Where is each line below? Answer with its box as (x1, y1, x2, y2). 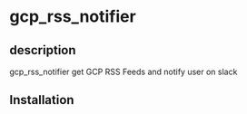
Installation (9, 92, 74, 108)
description (9, 43, 76, 58)
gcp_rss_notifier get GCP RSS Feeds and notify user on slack (9, 66, 238, 77)
